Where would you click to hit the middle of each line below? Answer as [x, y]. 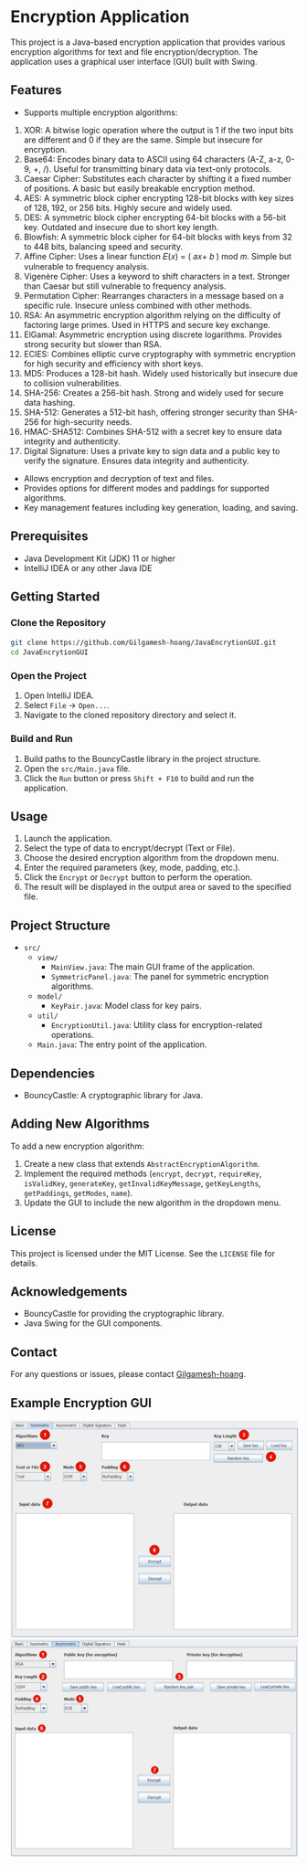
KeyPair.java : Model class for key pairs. [126, 1006]
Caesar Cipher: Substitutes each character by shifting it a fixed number [157, 178]
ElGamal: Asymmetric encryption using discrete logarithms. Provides [153, 334]
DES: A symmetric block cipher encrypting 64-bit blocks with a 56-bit [155, 217]
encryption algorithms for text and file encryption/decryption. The [134, 51]
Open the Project [49, 675]
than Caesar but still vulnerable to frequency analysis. [125, 286]
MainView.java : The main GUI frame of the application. [153, 967]
